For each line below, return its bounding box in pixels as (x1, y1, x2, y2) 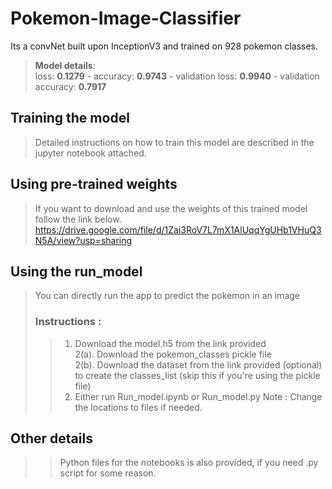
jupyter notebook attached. (34, 147, 147, 159)
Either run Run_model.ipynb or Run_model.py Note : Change (74, 390, 323, 402)
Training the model (10, 110, 130, 127)
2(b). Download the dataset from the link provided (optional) (74, 358, 323, 371)
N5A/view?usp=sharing (34, 234, 133, 246)
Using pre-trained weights (10, 176, 178, 193)
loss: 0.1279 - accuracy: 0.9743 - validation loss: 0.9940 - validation (34, 70, 320, 82)
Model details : (34, 59, 96, 71)
